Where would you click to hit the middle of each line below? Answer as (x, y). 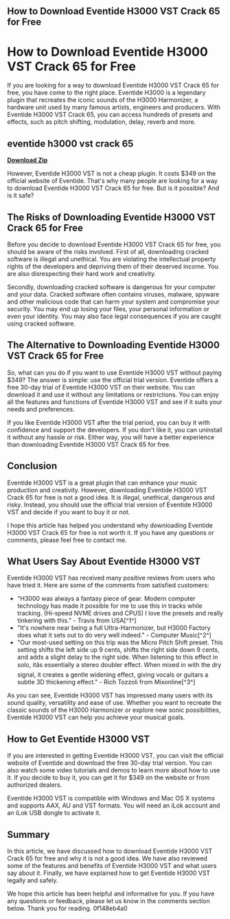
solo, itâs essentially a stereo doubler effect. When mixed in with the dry (119, 665)
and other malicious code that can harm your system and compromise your (113, 302)
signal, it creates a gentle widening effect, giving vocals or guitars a (113, 675)
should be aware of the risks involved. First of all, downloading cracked (108, 251)
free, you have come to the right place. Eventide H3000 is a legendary (106, 93)
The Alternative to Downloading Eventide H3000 (113, 345)
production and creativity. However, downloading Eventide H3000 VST (107, 490)
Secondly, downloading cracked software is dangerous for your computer (112, 287)
